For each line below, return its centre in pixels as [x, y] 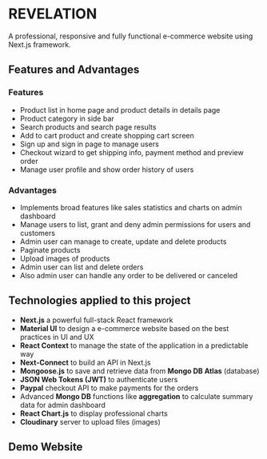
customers [38, 233]
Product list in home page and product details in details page [120, 110]
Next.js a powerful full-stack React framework [96, 320]
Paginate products [50, 249]
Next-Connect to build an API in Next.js [85, 362]
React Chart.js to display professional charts [94, 413]
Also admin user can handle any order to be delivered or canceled [129, 275]
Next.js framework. [40, 44]
